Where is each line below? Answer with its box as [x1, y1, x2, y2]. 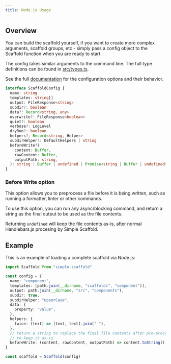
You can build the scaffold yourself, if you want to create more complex [5, 40, 155, 46]
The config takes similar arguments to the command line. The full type [5, 61, 153, 67]
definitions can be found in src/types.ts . [5, 66, 89, 72]
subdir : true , [10, 293, 40, 298]
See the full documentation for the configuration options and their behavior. [5, 76, 164, 82]
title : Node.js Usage [5, 7, 51, 13]
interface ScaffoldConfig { [5, 86, 65, 91]
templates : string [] [10, 95, 53, 101]
